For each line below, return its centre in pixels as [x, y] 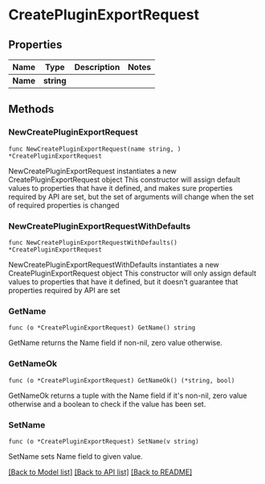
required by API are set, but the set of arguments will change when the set [131, 196]
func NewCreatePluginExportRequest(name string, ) [95, 149]
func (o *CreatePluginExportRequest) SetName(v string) [104, 441]
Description [97, 67]
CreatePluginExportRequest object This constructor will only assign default [132, 273]
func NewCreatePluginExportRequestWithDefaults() [93, 242]
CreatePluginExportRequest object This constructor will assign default [124, 180]
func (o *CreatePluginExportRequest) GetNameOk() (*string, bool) [122, 380]
